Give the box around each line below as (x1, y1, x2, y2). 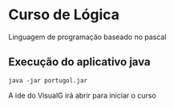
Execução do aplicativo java (8, 55, 151, 69)
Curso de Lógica (8, 6, 120, 24)
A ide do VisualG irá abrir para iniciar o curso (8, 90, 156, 100)
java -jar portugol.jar (8, 76, 88, 85)
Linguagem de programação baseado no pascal (8, 32, 167, 42)
